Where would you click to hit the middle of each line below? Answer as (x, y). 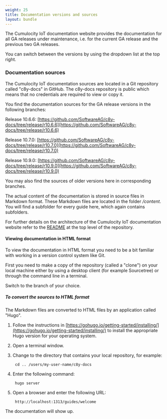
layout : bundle (21, 19)
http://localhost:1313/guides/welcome (56, 402)
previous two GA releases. (32, 44)
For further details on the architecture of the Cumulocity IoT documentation (83, 222)
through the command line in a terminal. (47, 276)
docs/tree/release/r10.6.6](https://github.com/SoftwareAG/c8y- (71, 125)
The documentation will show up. (40, 411)
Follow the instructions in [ (40, 325)
